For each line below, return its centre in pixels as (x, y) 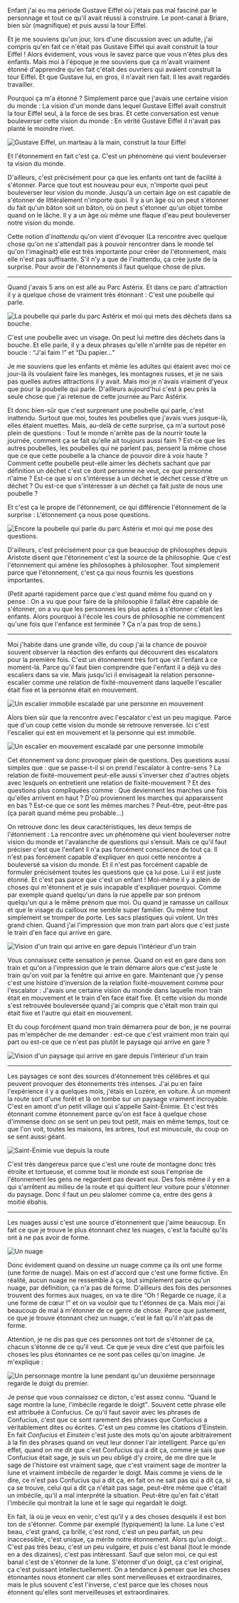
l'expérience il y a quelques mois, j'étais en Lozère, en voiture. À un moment (119, 1091)
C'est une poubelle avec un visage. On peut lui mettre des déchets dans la (116, 337)
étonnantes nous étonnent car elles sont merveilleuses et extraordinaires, (115, 1577)
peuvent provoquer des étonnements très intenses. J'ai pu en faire (105, 1083)
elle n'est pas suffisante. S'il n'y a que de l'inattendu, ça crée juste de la (112, 259)
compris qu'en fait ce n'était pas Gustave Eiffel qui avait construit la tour (113, 47)
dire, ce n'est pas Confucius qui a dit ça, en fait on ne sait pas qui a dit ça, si (119, 1480)
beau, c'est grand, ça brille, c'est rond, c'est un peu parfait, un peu (105, 1532)
